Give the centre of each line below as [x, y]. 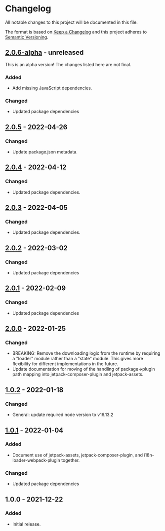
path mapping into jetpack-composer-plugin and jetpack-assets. [78, 374]
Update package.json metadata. [45, 152]
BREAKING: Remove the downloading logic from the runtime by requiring [86, 353]
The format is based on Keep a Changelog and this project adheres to [76, 32]
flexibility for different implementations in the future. [65, 364]
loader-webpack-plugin [36, 460]
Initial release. [26, 524]
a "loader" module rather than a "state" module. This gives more [78, 359]
